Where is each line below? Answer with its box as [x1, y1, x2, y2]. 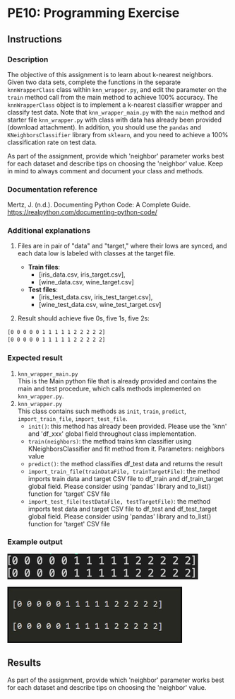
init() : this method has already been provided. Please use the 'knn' [28, 422, 227, 430]
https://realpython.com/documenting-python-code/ [7, 208, 157, 216]
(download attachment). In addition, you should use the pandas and [7, 122, 202, 132]
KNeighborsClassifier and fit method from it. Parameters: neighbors [28, 444, 224, 453]
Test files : [28, 285, 58, 294]
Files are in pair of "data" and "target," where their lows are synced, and [17, 242, 227, 250]
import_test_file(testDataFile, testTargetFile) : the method [28, 497, 211, 505]
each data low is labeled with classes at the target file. [17, 249, 176, 258]
